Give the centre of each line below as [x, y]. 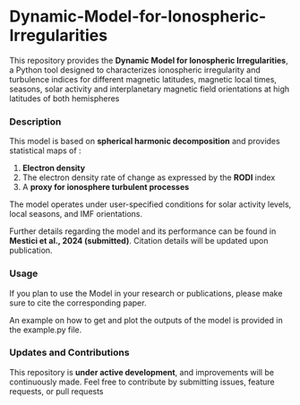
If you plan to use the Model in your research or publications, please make [146, 293]
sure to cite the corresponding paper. [78, 303]
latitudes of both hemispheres [64, 98]
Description [35, 121]
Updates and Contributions [69, 353]
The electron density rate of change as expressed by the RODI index [149, 177]
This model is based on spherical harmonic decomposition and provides [145, 142]
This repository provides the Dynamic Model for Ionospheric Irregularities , [149, 60]
